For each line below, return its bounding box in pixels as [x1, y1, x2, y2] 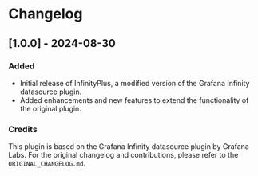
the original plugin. [19, 104, 81, 113]
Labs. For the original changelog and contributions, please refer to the [8, 151, 239, 160]
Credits [8, 123, 38, 135]
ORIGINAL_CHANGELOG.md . [8, 158, 86, 168]
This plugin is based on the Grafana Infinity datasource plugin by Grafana [8, 142, 249, 151]
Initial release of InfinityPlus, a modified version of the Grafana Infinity [19, 78, 250, 88]
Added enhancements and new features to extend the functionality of [19, 95, 249, 104]
